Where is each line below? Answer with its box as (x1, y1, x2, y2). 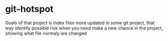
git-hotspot (5, 3, 54, 15)
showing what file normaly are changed (5, 30, 87, 36)
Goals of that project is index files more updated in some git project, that (5, 20, 155, 26)
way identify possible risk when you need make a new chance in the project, (5, 25, 163, 31)
